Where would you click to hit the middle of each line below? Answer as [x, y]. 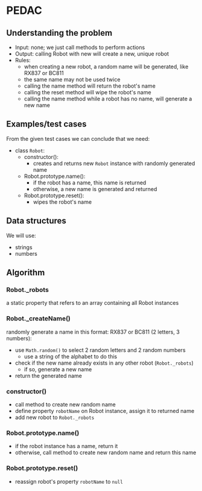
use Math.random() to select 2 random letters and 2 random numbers [100, 350]
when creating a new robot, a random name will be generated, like [106, 67]
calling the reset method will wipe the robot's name [88, 92]
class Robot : [30, 150]
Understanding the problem [59, 33]
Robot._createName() [39, 319]
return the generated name [49, 376]
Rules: [23, 60]
